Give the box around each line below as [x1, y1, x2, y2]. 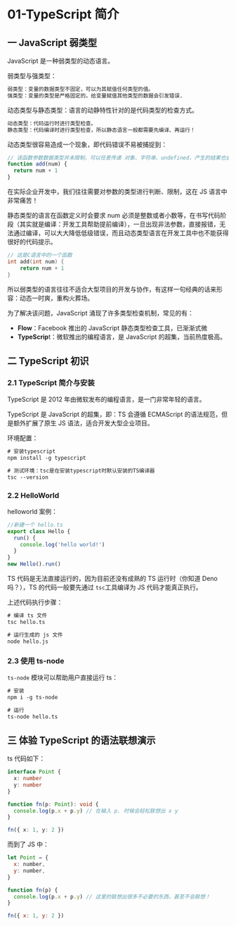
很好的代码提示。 [7, 237, 57, 246]
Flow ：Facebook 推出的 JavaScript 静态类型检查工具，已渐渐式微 [17, 323, 208, 332]
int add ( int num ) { [7, 258, 65, 265]
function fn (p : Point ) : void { [7, 801, 99, 808]
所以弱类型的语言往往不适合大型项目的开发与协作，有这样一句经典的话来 [7, 284, 216, 293]
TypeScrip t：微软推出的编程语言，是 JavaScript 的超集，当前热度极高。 [17, 332, 227, 341]
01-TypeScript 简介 [7, 6, 119, 23]
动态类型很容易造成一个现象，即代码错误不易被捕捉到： [7, 140, 167, 149]
